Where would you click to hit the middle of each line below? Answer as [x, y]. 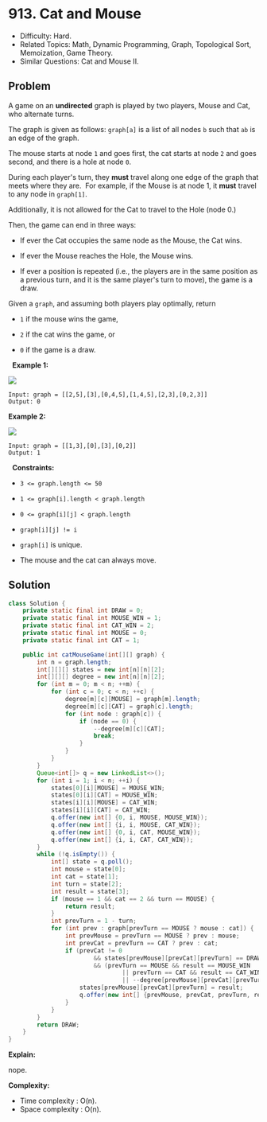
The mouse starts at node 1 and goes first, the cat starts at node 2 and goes [132, 153]
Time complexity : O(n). [58, 1101]
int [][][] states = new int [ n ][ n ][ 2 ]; [101, 669]
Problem [30, 86]
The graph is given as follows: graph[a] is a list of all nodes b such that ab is [132, 129]
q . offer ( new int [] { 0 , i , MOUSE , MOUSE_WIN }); [129, 818]
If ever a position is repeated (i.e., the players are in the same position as [139, 271]
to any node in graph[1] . [48, 194]
